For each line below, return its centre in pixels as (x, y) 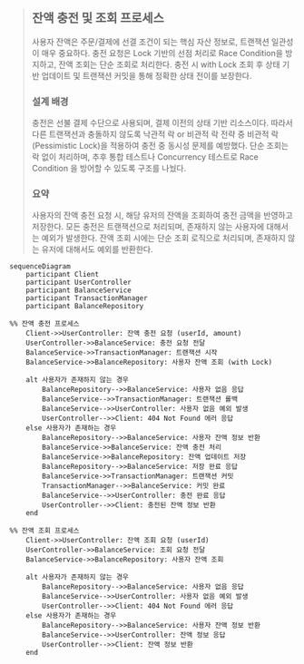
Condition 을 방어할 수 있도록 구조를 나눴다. (109, 169)
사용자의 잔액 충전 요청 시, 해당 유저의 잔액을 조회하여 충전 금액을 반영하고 (162, 215)
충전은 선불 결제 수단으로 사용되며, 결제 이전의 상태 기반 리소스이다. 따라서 (162, 123)
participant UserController (78, 283)
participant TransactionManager (87, 298)
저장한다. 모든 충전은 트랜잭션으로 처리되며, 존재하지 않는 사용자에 (148, 227)
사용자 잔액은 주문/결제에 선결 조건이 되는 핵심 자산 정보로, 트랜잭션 (150, 42)
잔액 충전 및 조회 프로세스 (98, 18)
